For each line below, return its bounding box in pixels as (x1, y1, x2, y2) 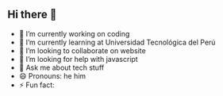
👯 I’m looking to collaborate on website (18, 45, 146, 56)
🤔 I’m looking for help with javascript (18, 54, 138, 63)
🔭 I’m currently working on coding (18, 29, 130, 38)
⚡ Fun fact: (18, 80, 55, 90)
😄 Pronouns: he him (18, 71, 87, 80)
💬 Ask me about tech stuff (18, 63, 105, 72)
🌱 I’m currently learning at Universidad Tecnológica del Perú (18, 37, 216, 47)
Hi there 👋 (7, 8, 57, 21)
